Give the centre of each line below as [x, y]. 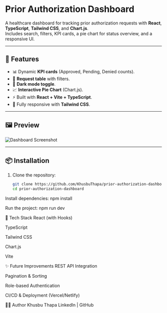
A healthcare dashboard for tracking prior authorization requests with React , [83, 23]
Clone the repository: [34, 175]
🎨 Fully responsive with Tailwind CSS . [51, 104]
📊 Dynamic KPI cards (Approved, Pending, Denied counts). [74, 71]
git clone [23, 184]
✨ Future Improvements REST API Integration [51, 266]
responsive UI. [20, 39]
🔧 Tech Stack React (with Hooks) [39, 218]
